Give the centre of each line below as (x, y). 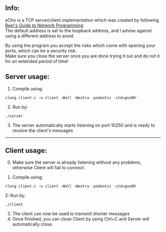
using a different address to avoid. (40, 36)
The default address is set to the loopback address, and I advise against (79, 30)
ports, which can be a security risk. (41, 50)
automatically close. (33, 224)
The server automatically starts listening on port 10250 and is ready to (83, 125)
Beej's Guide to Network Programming (44, 25)
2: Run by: (16, 195)
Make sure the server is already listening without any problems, (77, 162)
